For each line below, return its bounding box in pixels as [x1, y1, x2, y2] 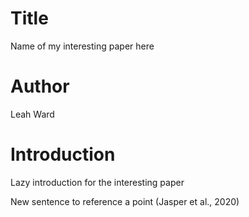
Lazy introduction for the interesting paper [10, 176, 185, 188]
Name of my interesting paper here [10, 40, 155, 52]
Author [10, 75, 70, 98]
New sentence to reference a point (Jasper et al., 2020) [10, 195, 240, 207]
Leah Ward [10, 108, 55, 120]
